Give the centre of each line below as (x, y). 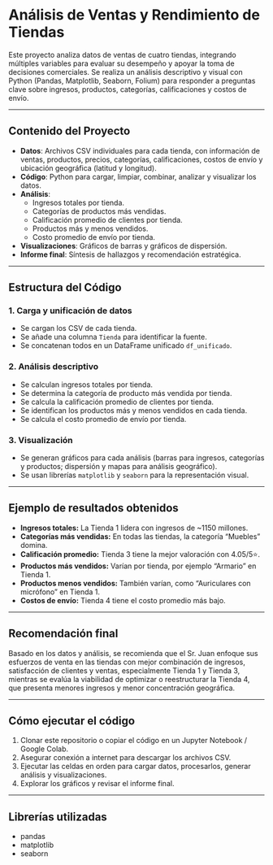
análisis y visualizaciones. (63, 775)
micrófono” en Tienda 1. (60, 592)
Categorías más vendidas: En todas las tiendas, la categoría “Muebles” (140, 536)
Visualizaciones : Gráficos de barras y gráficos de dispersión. (123, 246)
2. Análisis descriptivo (54, 367)
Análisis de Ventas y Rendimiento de (134, 15)
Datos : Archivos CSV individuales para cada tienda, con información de (140, 150)
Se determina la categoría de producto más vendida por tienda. (126, 393)
